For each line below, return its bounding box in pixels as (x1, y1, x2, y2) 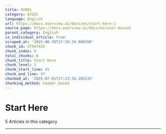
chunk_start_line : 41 (5, 67, 50, 72)
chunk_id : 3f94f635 (5, 44, 45, 49)
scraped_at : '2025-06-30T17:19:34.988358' (5, 40, 94, 45)
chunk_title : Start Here (5, 58, 56, 63)
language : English (5, 16, 43, 21)
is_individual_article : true (5, 35, 65, 40)
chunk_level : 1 (5, 62, 37, 67)
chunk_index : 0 (5, 48, 37, 53)
